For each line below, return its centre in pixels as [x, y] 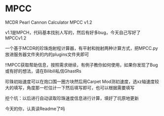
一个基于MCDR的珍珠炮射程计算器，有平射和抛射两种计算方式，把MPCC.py [82, 48]
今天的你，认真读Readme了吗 [35, 109]
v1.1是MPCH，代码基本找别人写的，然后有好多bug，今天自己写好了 [73, 32]
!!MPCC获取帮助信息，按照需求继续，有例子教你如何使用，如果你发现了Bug [82, 65]
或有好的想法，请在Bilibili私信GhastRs [43, 71]
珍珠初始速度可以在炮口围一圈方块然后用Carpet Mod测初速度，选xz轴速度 [80, 81]
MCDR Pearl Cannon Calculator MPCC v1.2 [49, 22]
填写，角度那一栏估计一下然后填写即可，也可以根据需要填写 [74, 87]
